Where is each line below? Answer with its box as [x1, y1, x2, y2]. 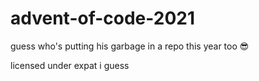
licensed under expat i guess [10, 59, 130, 71]
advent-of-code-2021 [10, 7, 196, 30]
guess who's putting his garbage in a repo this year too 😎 [10, 40, 250, 52]
